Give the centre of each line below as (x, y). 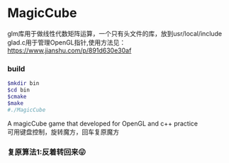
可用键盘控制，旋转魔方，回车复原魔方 (63, 132)
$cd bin (19, 90)
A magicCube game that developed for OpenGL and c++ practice (103, 123)
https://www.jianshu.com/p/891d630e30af (69, 50)
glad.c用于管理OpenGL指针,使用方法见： (67, 42)
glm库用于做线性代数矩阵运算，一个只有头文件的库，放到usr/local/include (115, 33)
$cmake (17, 96)
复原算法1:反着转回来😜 (47, 152)
